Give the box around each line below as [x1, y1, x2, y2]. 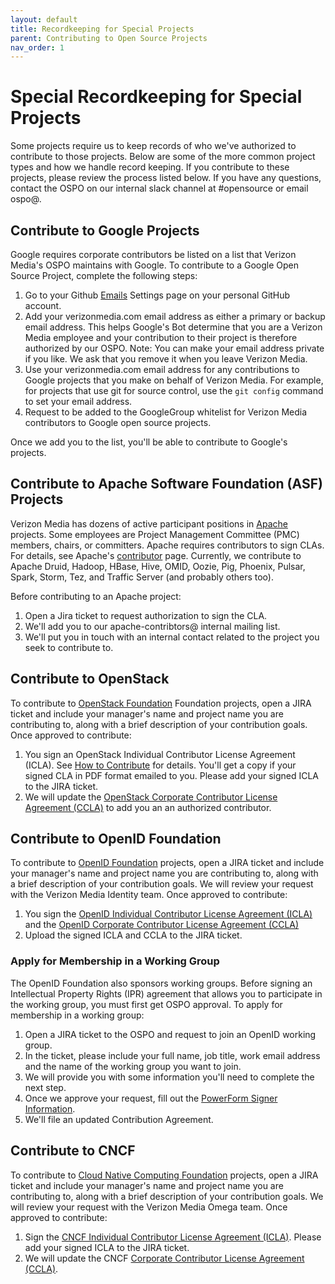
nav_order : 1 [10, 42, 65, 53]
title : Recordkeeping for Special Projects [10, 24, 195, 34]
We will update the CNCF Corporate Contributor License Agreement [24, 1252, 305, 1264]
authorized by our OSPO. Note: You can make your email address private [24, 342, 325, 354]
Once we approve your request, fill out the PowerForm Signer [24, 1092, 278, 1104]
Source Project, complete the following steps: [10, 270, 198, 281]
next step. [24, 1081, 67, 1093]
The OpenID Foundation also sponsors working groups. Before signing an [10, 977, 313, 989]
